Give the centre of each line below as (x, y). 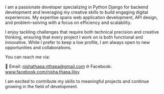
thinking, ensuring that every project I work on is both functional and (74, 37)
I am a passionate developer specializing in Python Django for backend (77, 7)
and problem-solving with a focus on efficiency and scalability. (68, 22)
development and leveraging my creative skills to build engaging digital (77, 12)
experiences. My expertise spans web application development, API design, (82, 17)
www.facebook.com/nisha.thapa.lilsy (42, 72)
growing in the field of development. (42, 86)
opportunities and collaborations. (38, 47)
